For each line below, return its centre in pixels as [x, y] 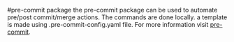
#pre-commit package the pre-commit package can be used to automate [112, 10]
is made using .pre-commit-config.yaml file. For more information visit [108, 24]
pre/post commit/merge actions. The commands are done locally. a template [117, 17]
